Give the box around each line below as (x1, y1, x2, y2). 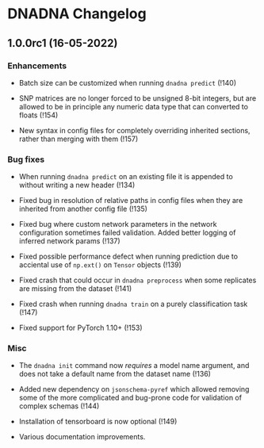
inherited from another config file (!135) (18, 204, 148, 214)
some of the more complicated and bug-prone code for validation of (18, 393, 243, 403)
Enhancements (7, 60, 67, 71)
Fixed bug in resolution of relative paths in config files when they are (18, 196, 243, 205)
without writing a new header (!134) (18, 180, 136, 190)
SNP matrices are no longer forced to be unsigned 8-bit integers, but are (18, 93, 257, 103)
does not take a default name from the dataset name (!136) (18, 370, 212, 379)
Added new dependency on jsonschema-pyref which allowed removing (18, 385, 250, 394)
